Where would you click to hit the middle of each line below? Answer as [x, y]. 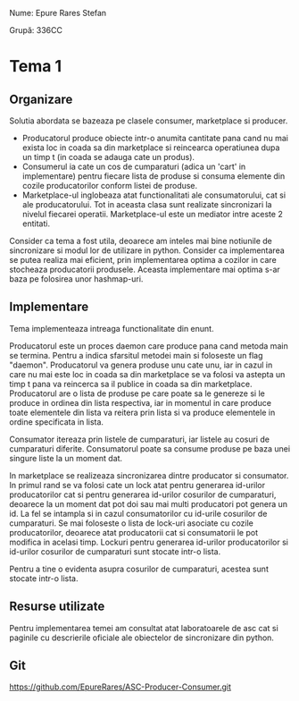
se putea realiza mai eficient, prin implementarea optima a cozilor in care [143, 260]
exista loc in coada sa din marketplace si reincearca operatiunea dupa [151, 148]
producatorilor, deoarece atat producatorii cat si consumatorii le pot [134, 532]
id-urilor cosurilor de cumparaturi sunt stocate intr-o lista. [115, 551]
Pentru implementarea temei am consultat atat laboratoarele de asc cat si [144, 628]
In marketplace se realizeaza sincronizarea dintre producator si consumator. [149, 475]
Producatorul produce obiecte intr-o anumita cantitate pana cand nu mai [155, 138]
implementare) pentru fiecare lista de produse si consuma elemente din [154, 176]
